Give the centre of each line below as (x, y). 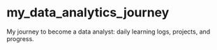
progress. (20, 38)
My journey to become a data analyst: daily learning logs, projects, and (108, 32)
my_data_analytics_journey (88, 13)
